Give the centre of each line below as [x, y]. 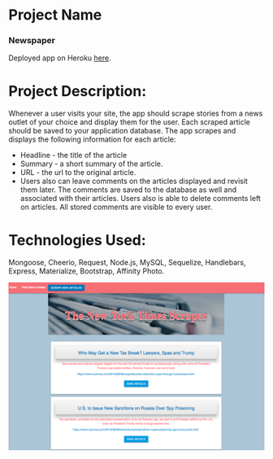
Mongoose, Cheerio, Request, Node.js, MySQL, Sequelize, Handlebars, [127, 263]
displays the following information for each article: [92, 139]
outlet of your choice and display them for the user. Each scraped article [129, 122]
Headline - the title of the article [74, 155]
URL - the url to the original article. [78, 173]
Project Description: [78, 91]
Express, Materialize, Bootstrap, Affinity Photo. [87, 271]
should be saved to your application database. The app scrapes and [122, 131]
